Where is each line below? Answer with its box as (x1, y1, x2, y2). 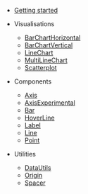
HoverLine (24, 113, 55, 122)
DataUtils (24, 164, 51, 172)
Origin (24, 171, 43, 179)
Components (13, 77, 52, 86)
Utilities (13, 150, 37, 158)
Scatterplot (24, 64, 58, 72)
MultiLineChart (24, 56, 68, 64)
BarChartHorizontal (24, 33, 81, 42)
